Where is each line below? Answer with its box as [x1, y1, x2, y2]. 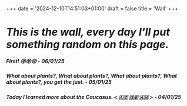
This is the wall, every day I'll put [6, 26, 171, 39]
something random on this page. [6, 38, 169, 52]
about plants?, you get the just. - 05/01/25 [6, 78, 112, 86]
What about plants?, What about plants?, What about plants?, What [6, 73, 178, 80]
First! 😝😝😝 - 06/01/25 [6, 57, 65, 64]
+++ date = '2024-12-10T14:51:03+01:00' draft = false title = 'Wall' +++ [6, 5, 179, 12]
